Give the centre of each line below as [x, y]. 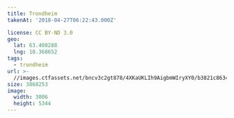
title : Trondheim [32, 14]
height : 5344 [32, 104]
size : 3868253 [28, 84]
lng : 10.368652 [36, 52]
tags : [15, 59]
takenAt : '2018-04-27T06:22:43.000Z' [62, 20]
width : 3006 [31, 97]
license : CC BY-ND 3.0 [40, 33]
